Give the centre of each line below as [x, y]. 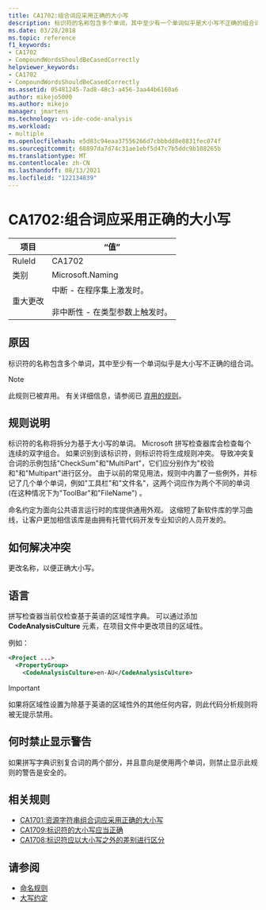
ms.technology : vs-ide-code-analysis [70, 119]
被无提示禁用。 [32, 714]
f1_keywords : [30, 45]
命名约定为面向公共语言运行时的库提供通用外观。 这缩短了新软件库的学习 [127, 510]
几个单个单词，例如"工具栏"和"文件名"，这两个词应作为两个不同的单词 [136, 483]
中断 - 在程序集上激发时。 [100, 290]
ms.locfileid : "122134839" [53, 178]
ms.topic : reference [42, 38]
